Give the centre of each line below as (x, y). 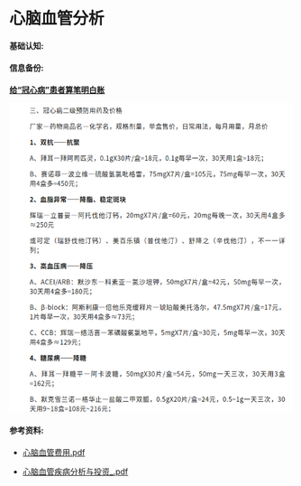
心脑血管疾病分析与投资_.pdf (75, 472)
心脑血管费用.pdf (54, 453)
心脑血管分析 (57, 19)
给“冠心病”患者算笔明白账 (57, 89)
